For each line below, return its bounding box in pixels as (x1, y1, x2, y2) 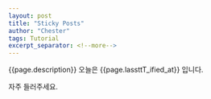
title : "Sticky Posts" (8, 19, 85, 27)
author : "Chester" (8, 27, 70, 35)
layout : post (8, 11, 52, 20)
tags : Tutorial (8, 34, 60, 43)
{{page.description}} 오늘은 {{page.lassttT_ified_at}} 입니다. (8, 65, 204, 75)
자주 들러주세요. (8, 82, 59, 92)
